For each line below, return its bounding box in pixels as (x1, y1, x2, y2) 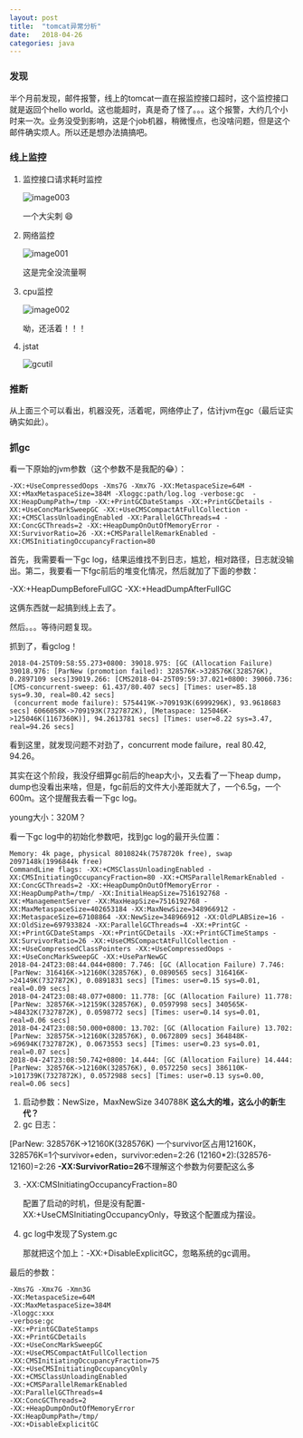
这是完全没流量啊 (22, 267, 87, 277)
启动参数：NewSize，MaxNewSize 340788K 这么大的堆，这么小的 (22, 1096, 270, 1107)
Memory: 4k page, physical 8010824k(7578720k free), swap (9, 850, 232, 859)
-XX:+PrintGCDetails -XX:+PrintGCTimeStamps (98, 928, 270, 938)
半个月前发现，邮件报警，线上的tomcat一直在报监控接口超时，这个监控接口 (9, 92, 289, 103)
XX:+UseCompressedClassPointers (9, 945, 131, 954)
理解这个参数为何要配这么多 (151, 1161, 255, 1172)
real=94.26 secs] (9, 723, 75, 732)
